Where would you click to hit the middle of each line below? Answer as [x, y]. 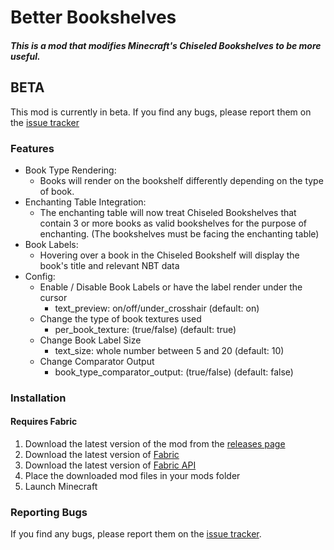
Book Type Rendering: [70, 170]
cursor [53, 297]
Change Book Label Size [90, 340]
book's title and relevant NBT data [109, 265]
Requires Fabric [44, 422]
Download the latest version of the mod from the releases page [155, 444]
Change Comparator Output [97, 361]
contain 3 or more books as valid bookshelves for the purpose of [173, 223]
